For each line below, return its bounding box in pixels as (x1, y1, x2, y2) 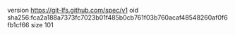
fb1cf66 (7, 21, 30, 29)
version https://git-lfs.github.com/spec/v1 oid (7, 6, 139, 14)
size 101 (30, 21, 54, 29)
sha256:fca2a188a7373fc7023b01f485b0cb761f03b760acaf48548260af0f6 (7, 13, 228, 22)
